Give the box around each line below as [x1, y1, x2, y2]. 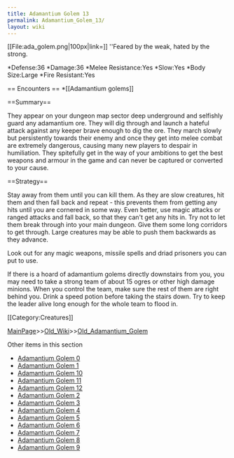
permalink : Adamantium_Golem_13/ [7, 17, 105, 24]
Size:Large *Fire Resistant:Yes [7, 71, 95, 79]
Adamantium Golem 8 [17, 436, 81, 445]
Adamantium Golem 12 [17, 384, 83, 392]
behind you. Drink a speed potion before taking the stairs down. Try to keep [7, 292, 226, 301]
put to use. [7, 256, 39, 265]
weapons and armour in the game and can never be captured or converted [7, 156, 223, 165]
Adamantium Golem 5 [17, 414, 81, 422]
